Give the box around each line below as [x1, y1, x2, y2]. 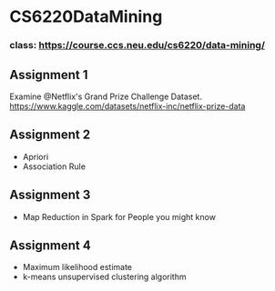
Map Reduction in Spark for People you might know [22, 211, 217, 222]
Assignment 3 [9, 187, 91, 203]
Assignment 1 [9, 66, 88, 83]
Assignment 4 [9, 237, 91, 253]
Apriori [22, 151, 49, 162]
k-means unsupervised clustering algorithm [22, 271, 187, 283]
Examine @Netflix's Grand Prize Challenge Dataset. [9, 91, 203, 102]
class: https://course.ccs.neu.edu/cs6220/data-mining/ [9, 39, 266, 52]
